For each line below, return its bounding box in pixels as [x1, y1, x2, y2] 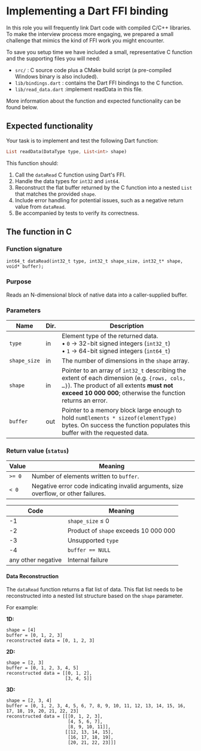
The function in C [6, 227, 72, 237]
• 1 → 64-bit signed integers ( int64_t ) [62, 346, 170, 355]
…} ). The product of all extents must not [62, 381, 173, 390]
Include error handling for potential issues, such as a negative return [14, 196, 184, 204]
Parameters [6, 306, 41, 315]
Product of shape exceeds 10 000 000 [68, 526, 175, 535]
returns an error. [62, 396, 108, 405]
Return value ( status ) [6, 446, 69, 454]
